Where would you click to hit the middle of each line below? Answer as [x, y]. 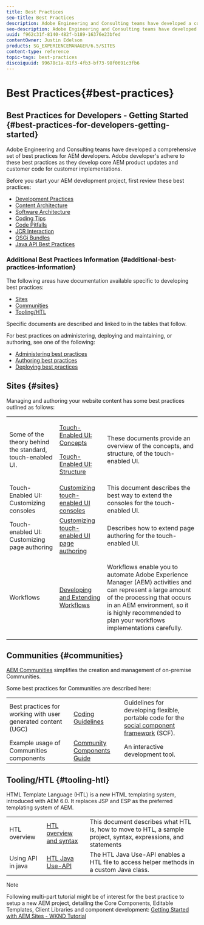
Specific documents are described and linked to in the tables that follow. [97, 324]
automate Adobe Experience [148, 575]
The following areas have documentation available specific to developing [97, 280]
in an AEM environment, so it [148, 605]
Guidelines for [144, 703]
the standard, [28, 450]
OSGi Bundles [32, 238]
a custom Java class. [120, 870]
